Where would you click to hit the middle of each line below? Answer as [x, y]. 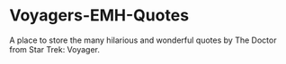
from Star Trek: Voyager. [55, 49]
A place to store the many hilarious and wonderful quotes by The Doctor [143, 40]
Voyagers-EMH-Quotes [99, 16]
